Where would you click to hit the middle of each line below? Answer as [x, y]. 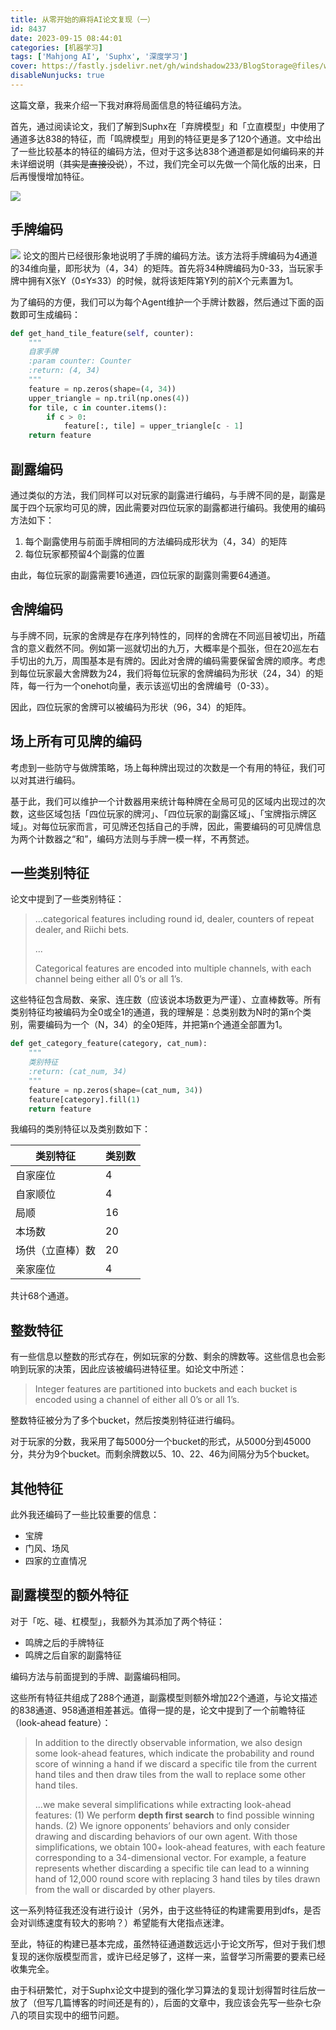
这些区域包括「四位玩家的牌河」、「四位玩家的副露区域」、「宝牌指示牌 [167, 813]
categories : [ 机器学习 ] [56, 47]
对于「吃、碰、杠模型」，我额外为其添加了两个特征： [117, 1621]
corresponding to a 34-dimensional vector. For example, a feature [170, 1857]
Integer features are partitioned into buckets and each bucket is [166, 1389]
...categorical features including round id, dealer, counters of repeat [174, 919]
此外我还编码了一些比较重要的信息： [85, 1515]
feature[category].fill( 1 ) [84, 1099]
